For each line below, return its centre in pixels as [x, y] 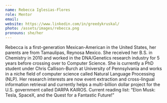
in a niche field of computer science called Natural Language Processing [80, 74]
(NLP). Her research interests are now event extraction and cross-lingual [80, 79]
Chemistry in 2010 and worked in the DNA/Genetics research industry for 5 [82, 58]
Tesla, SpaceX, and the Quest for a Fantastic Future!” [60, 95]
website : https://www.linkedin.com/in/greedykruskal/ [62, 24]
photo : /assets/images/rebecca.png [42, 28]
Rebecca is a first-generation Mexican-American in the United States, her [81, 47]
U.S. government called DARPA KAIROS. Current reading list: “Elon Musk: [80, 90]
